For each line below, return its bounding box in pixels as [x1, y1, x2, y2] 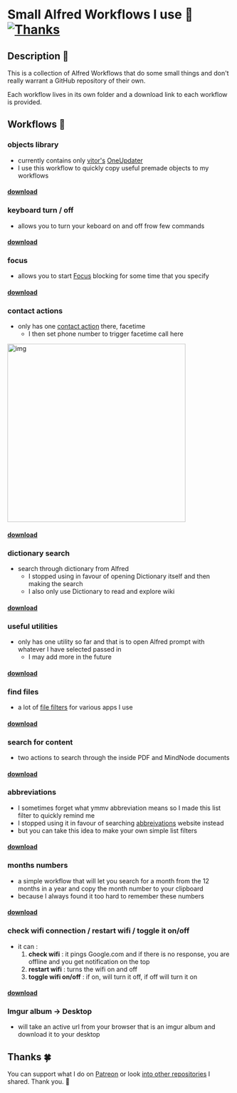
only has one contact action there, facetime [17, 322, 146, 331]
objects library [7, 140, 59, 150]
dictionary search [7, 548, 70, 558]
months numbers [7, 861, 68, 871]
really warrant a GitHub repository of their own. [7, 76, 146, 85]
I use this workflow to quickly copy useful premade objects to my [17, 163, 209, 172]
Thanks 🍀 [7, 1051, 52, 1063]
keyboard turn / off [7, 205, 74, 215]
